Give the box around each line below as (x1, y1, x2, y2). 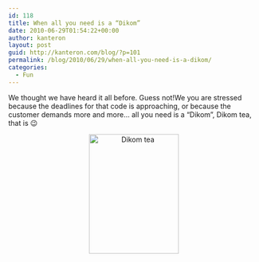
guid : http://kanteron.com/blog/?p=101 (8, 49, 141, 57)
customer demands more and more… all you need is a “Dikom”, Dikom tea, (8, 109, 253, 119)
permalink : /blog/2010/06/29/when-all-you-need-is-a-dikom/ (8, 57, 213, 65)
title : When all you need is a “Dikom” (8, 19, 141, 27)
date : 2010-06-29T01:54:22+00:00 (8, 26, 120, 34)
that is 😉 (8, 118, 38, 127)
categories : (8, 64, 48, 72)
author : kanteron (8, 33, 66, 42)
